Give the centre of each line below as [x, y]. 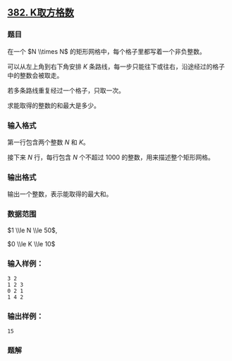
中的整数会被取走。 [35, 75]
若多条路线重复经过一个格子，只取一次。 [66, 90]
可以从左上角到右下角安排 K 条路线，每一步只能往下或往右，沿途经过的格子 [116, 67]
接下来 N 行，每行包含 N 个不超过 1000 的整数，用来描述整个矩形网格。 [111, 157]
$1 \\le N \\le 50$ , [32, 230]
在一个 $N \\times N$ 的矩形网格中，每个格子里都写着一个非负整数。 [106, 51]
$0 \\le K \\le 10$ [31, 243]
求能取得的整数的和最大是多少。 [54, 105]
